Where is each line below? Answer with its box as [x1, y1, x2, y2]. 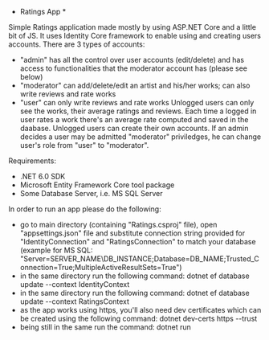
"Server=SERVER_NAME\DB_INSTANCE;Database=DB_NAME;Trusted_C [19, 254, 259, 264]
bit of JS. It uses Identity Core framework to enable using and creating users [8, 31, 262, 40]
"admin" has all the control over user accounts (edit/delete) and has [19, 55, 245, 64]
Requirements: [8, 156, 56, 166]
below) [19, 72, 43, 81]
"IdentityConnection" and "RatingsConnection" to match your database [19, 237, 256, 246]
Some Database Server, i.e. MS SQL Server [19, 189, 163, 198]
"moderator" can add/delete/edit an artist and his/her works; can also [19, 80, 251, 90]
